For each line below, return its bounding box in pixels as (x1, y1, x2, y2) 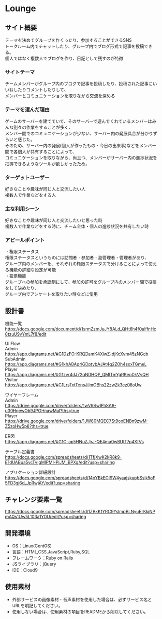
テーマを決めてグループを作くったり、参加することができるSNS (5, 37, 132, 43)
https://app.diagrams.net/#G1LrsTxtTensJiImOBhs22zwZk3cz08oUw (5, 382, 142, 388)
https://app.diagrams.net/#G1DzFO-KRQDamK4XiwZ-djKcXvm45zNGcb (5, 351, 148, 357)
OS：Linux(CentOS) (12, 543, 52, 549)
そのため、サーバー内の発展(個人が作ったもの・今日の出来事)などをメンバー (5, 142, 157, 148)
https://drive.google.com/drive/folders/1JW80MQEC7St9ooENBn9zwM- (5, 418, 149, 424)
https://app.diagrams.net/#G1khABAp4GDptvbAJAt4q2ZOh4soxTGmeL (5, 361, 147, 367)
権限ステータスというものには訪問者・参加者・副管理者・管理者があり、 (5, 255, 149, 260)
